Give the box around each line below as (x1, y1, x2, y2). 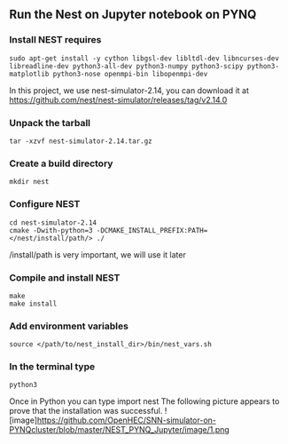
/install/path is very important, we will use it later (9, 249, 186, 260)
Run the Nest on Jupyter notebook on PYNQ (9, 7, 257, 22)
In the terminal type (9, 361, 96, 373)
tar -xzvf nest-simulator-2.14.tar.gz (9, 137, 152, 146)
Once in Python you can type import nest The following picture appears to (9, 396, 280, 407)
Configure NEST (9, 198, 81, 210)
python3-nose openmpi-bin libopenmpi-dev (52, 69, 208, 78)
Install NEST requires (9, 34, 102, 46)
